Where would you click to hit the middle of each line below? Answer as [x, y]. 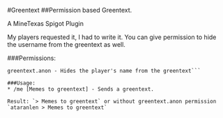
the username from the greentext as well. [66, 44]
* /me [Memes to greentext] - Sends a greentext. [81, 89]
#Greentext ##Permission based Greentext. [70, 10]
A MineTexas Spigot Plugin [45, 23]
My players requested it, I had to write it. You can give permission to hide [112, 37]
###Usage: [22, 83]
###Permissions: [32, 58]
